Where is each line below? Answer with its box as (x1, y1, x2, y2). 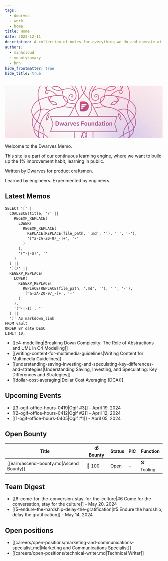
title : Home (5, 29, 30, 34)
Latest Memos (5, 192, 51, 201)
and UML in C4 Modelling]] (12, 345, 68, 351)
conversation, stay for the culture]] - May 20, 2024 (12, 501, 117, 507)
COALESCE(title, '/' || (9, 211, 59, 216)
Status (110, 448, 125, 454)
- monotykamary (9, 55, 41, 60)
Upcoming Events (5, 391, 61, 400)
